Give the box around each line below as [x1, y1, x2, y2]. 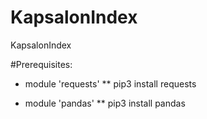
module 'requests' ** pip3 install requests [24, 77, 197, 90]
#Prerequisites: [10, 58, 73, 70]
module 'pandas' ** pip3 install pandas [24, 97, 186, 109]
